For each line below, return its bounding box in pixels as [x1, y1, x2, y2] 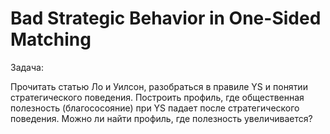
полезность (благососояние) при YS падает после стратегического [10, 102, 300, 114]
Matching [10, 28, 92, 51]
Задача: [10, 61, 44, 73]
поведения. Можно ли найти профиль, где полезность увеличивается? [10, 112, 313, 124]
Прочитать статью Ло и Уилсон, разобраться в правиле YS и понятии [10, 80, 308, 92]
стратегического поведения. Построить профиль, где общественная [10, 91, 305, 103]
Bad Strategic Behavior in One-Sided [10, 7, 322, 30]
